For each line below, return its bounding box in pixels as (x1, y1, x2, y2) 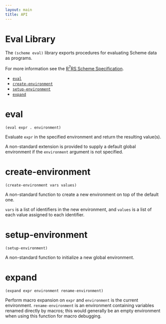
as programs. (5, 55, 32, 61)
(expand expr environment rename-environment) (5, 288, 104, 293)
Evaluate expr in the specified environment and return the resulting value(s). (5, 134, 162, 140)
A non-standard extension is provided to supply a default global (5, 144, 136, 150)
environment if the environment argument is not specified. (5, 149, 124, 155)
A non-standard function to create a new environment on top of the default (5, 191, 159, 197)
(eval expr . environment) (5, 125, 61, 130)
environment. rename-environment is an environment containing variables (5, 302, 155, 308)
